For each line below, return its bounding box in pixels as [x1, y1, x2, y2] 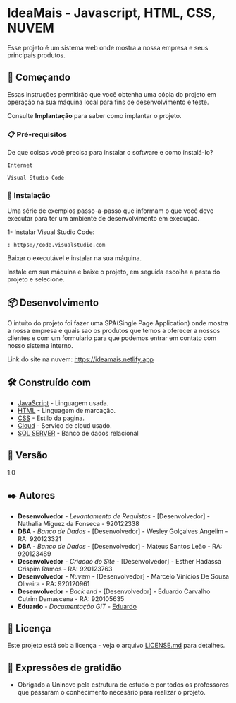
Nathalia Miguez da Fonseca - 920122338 [17, 519, 139, 528]
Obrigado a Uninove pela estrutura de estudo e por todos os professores [17, 680, 229, 689]
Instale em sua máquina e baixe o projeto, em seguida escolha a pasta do [7, 267, 221, 277]
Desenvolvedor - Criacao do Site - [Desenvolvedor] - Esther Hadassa [17, 557, 222, 565]
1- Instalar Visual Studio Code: [7, 228, 95, 236]
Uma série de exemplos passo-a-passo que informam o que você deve [7, 207, 214, 215]
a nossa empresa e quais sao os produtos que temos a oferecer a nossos [7, 327, 221, 335]
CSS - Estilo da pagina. [17, 414, 85, 422]
